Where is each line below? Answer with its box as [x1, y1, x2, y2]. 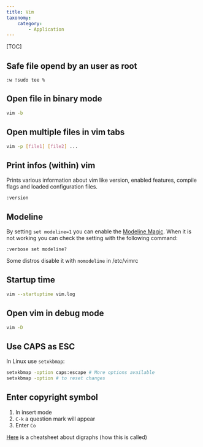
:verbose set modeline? [6, 246, 67, 252]
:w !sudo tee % [6, 77, 45, 84]
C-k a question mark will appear [15, 415, 96, 422]
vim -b [6, 110, 23, 116]
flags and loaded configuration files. [6, 183, 98, 190]
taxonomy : [6, 15, 32, 21]
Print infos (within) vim [6, 160, 96, 171]
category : [17, 20, 43, 26]
